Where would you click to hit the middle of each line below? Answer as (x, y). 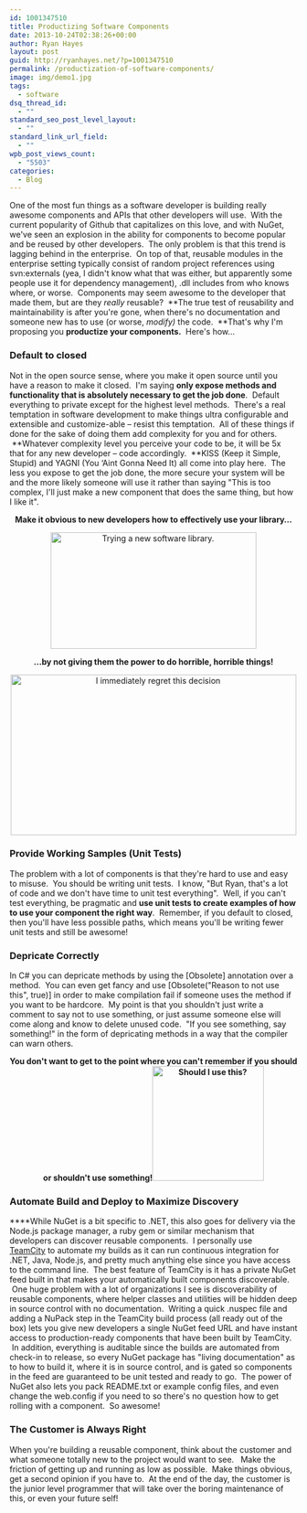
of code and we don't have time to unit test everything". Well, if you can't (148, 893)
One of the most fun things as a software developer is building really (138, 206)
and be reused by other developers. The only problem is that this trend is (148, 244)
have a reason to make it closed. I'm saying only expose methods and (143, 385)
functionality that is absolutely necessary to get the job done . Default (145, 395)
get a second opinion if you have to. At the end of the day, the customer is (150, 1478)
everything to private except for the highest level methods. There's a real (148, 404)
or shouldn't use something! (98, 1178)
